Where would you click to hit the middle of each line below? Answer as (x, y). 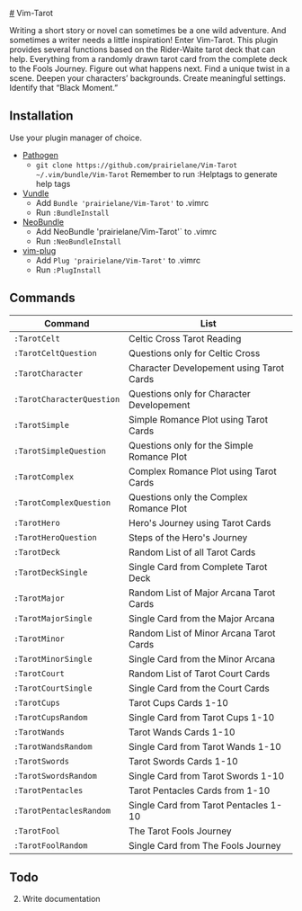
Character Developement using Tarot (207, 368)
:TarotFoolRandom (51, 845)
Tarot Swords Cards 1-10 (183, 761)
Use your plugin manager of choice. (75, 138)
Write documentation (61, 899)
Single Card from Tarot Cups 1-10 (202, 717)
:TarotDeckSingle (51, 572)
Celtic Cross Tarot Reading (185, 338)
